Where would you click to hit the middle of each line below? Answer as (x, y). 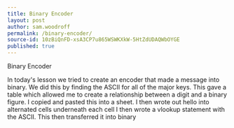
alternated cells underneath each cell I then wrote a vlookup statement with (116, 109)
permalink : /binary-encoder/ (50, 33)
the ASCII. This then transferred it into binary (72, 117)
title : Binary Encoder (40, 14)
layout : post (26, 20)
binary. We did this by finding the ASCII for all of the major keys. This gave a (117, 87)
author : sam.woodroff (39, 27)
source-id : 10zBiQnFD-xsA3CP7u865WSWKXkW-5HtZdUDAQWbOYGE (94, 40)
